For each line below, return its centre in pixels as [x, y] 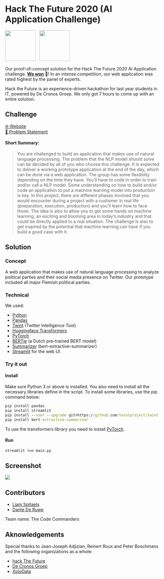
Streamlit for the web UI [36, 351]
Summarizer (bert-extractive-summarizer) [54, 346]
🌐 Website [16, 126]
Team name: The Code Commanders [42, 519]
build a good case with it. [42, 232]
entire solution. [20, 99]
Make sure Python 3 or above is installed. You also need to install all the [77, 387]
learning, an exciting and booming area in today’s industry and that [84, 216]
